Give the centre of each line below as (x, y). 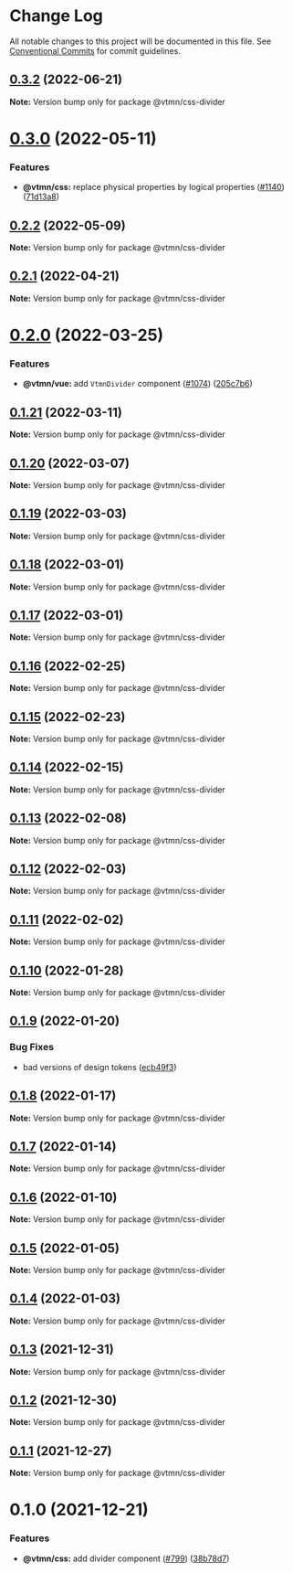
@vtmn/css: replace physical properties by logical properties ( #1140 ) (153, 187)
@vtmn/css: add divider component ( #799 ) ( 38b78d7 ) (126, 1558)
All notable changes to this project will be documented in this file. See (141, 41)
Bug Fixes (32, 1047)
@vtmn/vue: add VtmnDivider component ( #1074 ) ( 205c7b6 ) (137, 384)
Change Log (56, 16)
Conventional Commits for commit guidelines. (95, 50)
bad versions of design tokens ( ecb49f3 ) (99, 1067)
